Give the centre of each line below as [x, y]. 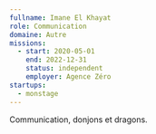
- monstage [38, 93]
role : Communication [49, 26]
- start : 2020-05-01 [56, 52]
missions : [28, 43]
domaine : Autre [38, 34]
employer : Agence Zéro [68, 77]
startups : [28, 85]
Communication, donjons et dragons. [78, 120]
